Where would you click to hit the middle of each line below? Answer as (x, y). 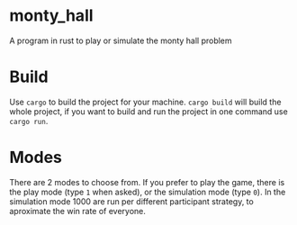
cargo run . (29, 121)
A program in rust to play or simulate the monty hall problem (121, 40)
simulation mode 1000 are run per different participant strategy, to (131, 201)
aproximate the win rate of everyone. (78, 211)
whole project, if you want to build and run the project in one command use (148, 111)
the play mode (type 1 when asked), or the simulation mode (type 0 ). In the (148, 192)
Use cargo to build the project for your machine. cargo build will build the (145, 102)
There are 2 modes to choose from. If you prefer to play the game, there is (147, 182)
